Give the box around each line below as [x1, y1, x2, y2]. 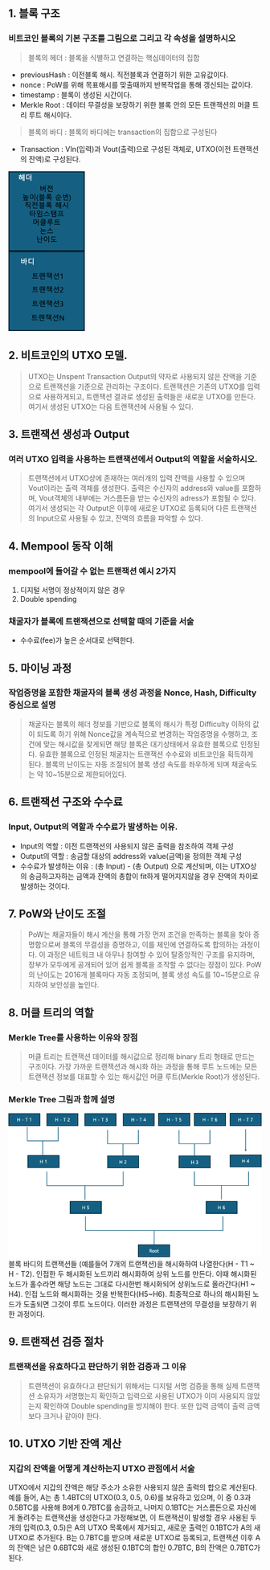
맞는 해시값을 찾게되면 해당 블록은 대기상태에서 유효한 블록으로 [43, 739, 239, 749]
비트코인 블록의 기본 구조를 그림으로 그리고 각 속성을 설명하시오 [8, 33, 236, 44]
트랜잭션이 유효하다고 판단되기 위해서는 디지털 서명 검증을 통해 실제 [27, 1380, 239, 1391]
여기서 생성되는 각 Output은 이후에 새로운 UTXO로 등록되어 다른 [27, 504, 229, 513]
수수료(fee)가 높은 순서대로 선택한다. [19, 636, 135, 645]
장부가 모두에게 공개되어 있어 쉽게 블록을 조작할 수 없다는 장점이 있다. [27, 960, 245, 970]
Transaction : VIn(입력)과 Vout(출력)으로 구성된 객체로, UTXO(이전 [19, 144, 231, 153]
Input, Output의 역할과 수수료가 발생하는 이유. [8, 821, 178, 832]
